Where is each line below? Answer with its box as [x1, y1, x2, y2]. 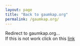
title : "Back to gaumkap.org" [5, 12, 68, 17]
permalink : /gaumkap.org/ [5, 16, 59, 21]
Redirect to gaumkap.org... [5, 30, 60, 36]
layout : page [5, 7, 32, 12]
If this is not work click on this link [5, 35, 75, 41]
